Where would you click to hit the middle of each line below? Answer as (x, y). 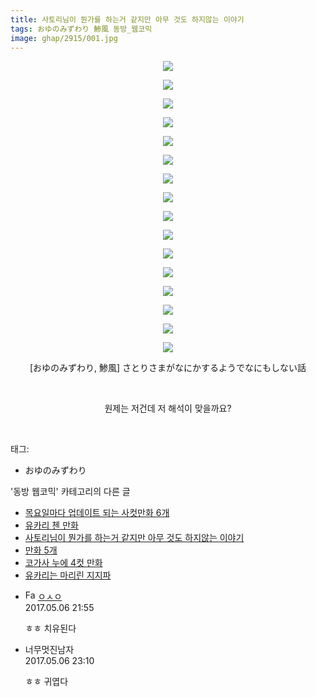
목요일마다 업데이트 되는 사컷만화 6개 (97, 513)
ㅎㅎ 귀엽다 (46, 682)
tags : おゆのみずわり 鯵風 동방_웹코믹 (81, 29)
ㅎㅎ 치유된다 (50, 628)
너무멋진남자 (49, 650)
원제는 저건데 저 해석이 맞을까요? (168, 408)
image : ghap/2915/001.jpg (64, 38)
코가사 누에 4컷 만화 (63, 563)
